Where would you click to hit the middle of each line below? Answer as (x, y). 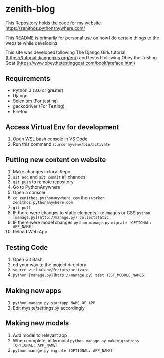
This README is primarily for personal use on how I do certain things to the (82, 38)
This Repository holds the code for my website (53, 23)
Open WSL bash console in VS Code (50, 139)
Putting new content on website (56, 159)
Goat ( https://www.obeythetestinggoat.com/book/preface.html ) (70, 63)
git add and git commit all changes (49, 177)
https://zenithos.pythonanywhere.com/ (46, 28)
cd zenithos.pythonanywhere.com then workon (58, 198)
